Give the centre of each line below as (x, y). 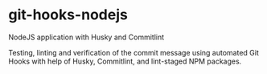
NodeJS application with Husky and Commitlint (86, 37)
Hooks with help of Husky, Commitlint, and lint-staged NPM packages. (125, 61)
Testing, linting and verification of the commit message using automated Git (133, 52)
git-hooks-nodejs (68, 15)
